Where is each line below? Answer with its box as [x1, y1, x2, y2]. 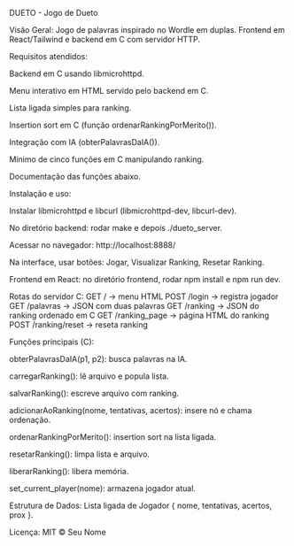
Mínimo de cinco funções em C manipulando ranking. [9, 154, 205, 165]
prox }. [9, 510, 34, 520]
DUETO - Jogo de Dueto [9, 8, 98, 18]
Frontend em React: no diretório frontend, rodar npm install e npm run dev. [9, 274, 281, 284]
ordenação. [9, 415, 51, 425]
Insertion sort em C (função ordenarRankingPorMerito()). [9, 119, 217, 130]
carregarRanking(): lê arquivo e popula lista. [9, 371, 170, 381]
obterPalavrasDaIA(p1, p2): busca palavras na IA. [9, 354, 188, 364]
